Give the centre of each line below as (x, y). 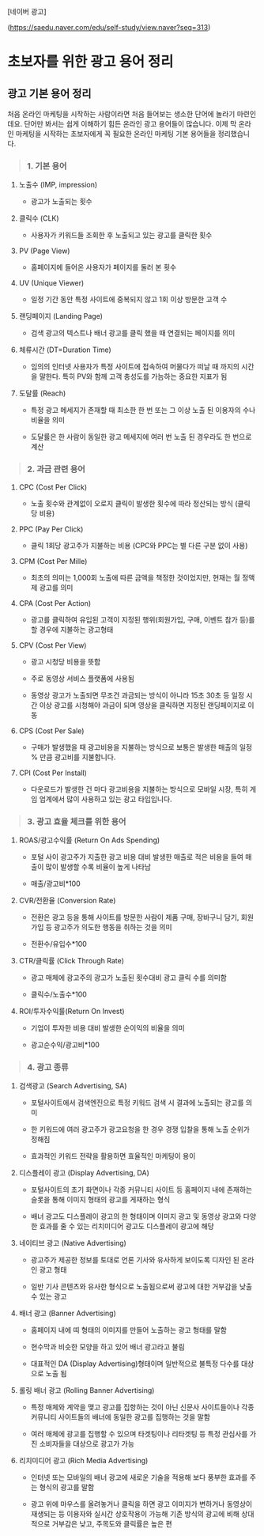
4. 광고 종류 (47, 1067)
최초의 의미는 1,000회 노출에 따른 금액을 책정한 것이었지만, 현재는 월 (135, 577)
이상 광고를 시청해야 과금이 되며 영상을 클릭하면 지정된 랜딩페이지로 (143, 705)
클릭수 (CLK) (39, 218)
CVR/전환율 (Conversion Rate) (67, 900)
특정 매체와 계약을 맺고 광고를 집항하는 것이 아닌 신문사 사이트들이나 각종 (142, 1407)
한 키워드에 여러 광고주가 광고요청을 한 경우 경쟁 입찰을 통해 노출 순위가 (140, 1129)
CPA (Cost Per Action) (55, 603)
